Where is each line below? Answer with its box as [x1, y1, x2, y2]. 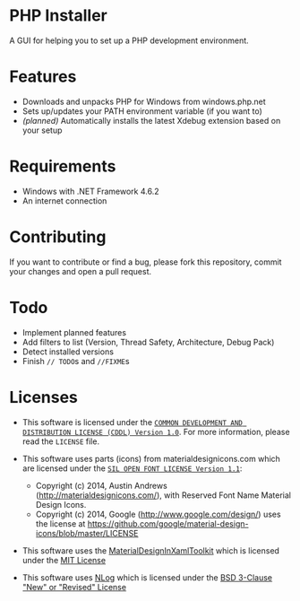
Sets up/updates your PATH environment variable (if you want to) [21, 105, 262, 117]
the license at [35, 518, 86, 529]
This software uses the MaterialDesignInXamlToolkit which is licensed [21, 544, 280, 556]
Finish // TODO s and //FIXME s [21, 355, 130, 366]
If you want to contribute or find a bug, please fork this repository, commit [9, 257, 282, 267]
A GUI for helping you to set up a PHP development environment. [9, 35, 249, 46]
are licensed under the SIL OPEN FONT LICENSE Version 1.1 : [21, 463, 243, 474]
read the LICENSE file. [21, 436, 100, 447]
